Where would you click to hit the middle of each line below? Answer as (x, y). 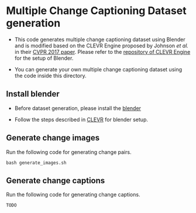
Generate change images (53, 138)
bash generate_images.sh (36, 163)
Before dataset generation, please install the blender (78, 108)
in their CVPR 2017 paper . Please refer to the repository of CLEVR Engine (102, 51)
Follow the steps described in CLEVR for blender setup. (81, 119)
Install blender (33, 94)
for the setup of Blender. (44, 58)
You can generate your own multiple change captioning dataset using (98, 69)
